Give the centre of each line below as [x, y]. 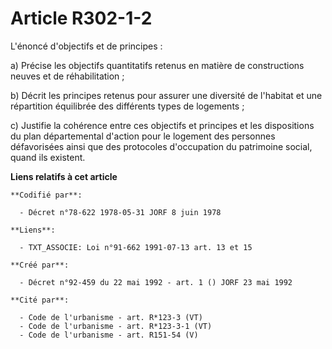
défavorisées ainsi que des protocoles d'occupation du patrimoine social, [161, 146]
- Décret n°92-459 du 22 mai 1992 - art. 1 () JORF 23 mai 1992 [156, 282]
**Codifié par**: [46, 195]
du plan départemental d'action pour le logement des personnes [143, 136]
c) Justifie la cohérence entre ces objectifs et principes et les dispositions [162, 125]
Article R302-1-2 [81, 18]
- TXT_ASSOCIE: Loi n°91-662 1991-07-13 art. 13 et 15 [136, 247]
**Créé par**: [40, 265]
